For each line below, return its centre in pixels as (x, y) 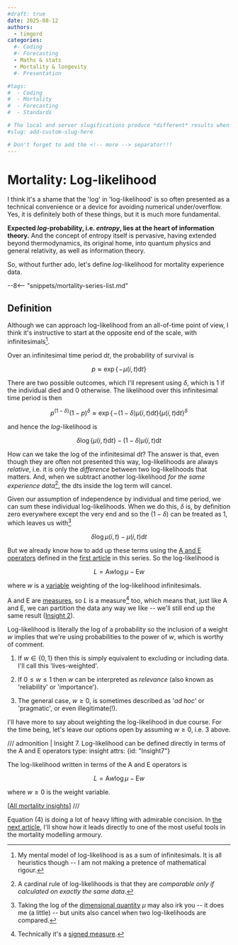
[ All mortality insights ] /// (44, 805)
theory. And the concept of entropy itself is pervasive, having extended (112, 236)
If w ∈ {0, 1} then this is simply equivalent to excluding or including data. (123, 658)
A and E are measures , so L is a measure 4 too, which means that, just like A (118, 599)
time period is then (35, 397)
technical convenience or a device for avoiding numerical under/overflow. (115, 207)
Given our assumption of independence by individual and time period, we (114, 499)
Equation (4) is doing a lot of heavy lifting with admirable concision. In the (114, 819)
